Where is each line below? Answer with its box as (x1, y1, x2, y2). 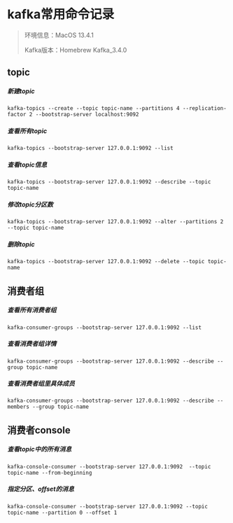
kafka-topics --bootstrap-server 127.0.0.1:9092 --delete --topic (7, 258, 205, 265)
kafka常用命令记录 (7, 6, 115, 22)
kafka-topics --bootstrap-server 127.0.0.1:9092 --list (7, 145, 174, 152)
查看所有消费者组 (7, 306, 57, 314)
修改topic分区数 (7, 200, 54, 209)
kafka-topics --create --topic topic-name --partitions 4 (7, 105, 180, 112)
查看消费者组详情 (7, 340, 57, 348)
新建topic (7, 87, 35, 95)
